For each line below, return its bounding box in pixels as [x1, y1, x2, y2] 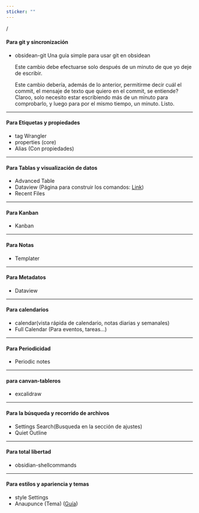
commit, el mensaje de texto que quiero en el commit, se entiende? [14, 87, 179, 94]
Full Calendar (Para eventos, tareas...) [14, 326, 107, 333]
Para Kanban [6, 209, 38, 216]
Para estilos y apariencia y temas [6, 480, 89, 487]
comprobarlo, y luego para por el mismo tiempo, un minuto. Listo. [14, 100, 175, 107]
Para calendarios [6, 306, 49, 313]
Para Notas [6, 242, 34, 249]
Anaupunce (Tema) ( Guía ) [14, 500, 78, 508]
